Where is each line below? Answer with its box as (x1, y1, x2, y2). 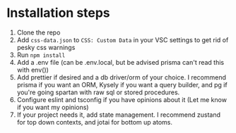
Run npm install (16, 51, 66, 59)
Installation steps (6, 5, 110, 21)
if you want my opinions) (16, 103, 89, 111)
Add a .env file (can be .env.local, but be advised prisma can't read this (16, 58, 224, 66)
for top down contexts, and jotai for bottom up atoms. (16, 118, 172, 126)
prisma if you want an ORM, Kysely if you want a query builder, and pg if (16, 80, 228, 89)
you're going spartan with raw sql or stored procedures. (16, 88, 180, 96)
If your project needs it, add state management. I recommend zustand (16, 110, 220, 119)
